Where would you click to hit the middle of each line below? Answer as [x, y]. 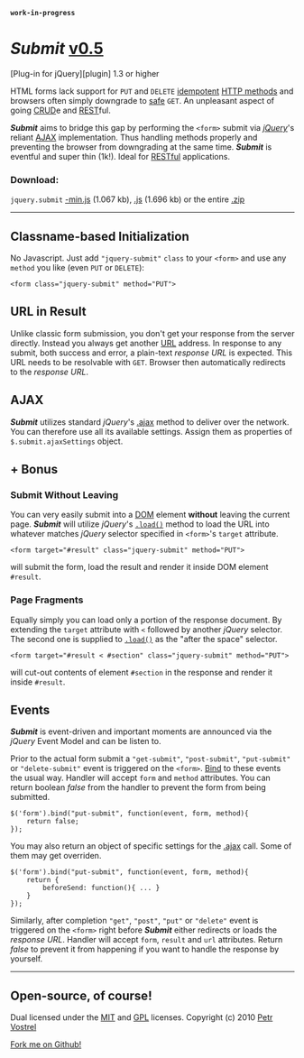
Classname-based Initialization [100, 236]
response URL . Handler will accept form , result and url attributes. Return [147, 940]
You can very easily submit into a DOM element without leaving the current [150, 515]
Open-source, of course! [81, 995]
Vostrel [23, 1027]
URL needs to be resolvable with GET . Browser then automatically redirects [148, 362]
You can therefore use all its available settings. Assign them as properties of [151, 431]
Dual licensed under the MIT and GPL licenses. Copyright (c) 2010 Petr [142, 1017]
